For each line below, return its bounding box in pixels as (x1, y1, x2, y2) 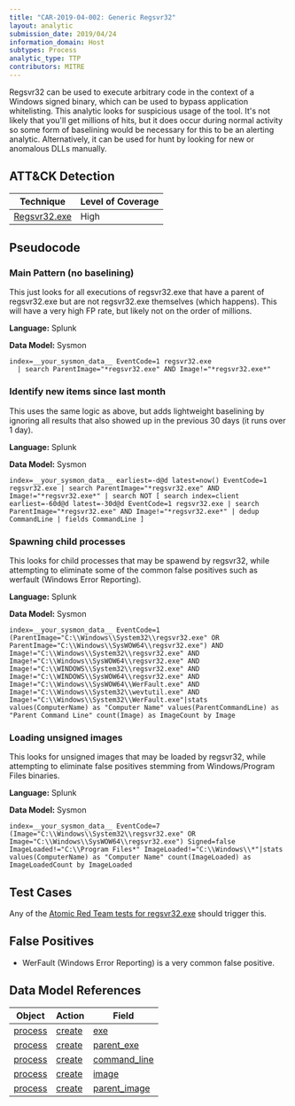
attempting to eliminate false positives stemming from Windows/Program (9, 761, 276, 772)
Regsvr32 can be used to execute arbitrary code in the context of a (9, 86, 255, 97)
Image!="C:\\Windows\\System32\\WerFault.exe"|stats (9, 695, 208, 705)
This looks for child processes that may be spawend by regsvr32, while (9, 555, 270, 565)
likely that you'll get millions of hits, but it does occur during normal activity (9, 114, 283, 125)
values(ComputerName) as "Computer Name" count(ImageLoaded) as (9, 853, 252, 862)
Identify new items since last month (9, 386, 167, 398)
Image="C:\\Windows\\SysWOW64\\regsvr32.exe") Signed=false (9, 837, 237, 846)
